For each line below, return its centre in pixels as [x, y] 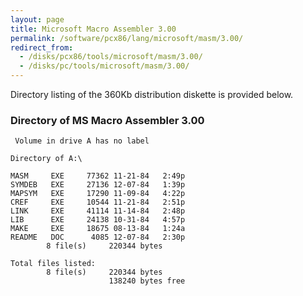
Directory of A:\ [46, 159]
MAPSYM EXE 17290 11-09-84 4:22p [98, 194]
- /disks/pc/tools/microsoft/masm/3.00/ [104, 66]
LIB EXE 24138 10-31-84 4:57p [98, 220]
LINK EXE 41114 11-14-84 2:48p [98, 211]
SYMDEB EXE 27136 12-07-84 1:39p [98, 185]
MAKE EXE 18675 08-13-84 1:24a [98, 229]
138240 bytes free [147, 281]
